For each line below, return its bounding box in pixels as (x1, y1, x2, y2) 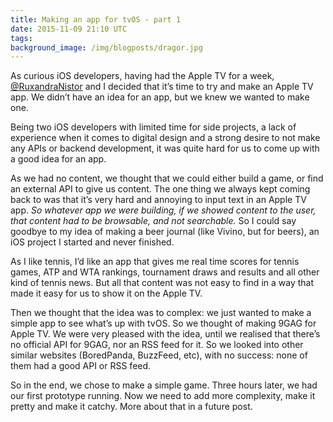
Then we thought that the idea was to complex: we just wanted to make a (10, 307, 312, 319)
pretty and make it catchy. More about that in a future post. (10, 401, 253, 413)
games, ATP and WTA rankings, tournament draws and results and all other (10, 266, 320, 278)
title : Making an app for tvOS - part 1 (10, 14, 182, 25)
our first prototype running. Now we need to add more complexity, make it (10, 390, 316, 402)
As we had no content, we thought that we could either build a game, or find (10, 172, 324, 185)
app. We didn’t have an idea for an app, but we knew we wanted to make (10, 91, 310, 103)
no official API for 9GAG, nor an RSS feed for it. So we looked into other (10, 339, 304, 351)
